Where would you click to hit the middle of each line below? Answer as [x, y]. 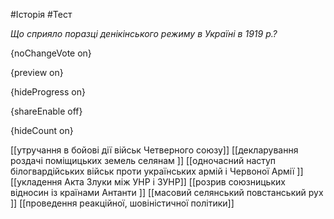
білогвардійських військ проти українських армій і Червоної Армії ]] [157, 171]
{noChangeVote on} [51, 53]
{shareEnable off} [46, 111]
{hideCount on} [42, 130]
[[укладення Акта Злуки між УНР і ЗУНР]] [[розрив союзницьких [148, 182]
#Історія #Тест [41, 14]
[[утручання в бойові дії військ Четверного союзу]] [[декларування [154, 150]
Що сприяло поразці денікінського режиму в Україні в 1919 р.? [144, 33]
